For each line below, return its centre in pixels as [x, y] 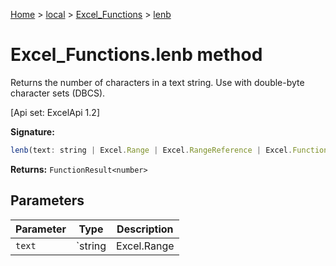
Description [145, 229]
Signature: [32, 131]
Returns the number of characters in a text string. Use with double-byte [157, 82]
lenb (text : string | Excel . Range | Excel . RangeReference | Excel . [151, 150]
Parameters [47, 200]
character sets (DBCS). [58, 93]
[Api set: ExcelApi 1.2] [55, 112]
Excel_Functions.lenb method [136, 55]
